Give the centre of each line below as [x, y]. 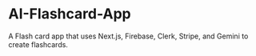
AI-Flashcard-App [70, 14]
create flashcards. [38, 44]
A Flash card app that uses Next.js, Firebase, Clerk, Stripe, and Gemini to [128, 36]
